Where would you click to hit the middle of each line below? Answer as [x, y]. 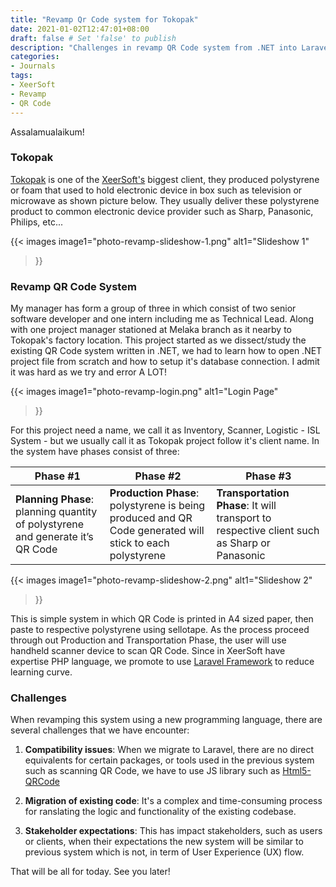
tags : [21, 76]
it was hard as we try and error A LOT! [89, 372]
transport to [244, 518]
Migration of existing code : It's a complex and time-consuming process [173, 801]
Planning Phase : [55, 499]
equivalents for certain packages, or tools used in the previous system [169, 760]
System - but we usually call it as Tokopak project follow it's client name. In [165, 441]
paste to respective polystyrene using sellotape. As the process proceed [160, 630]
